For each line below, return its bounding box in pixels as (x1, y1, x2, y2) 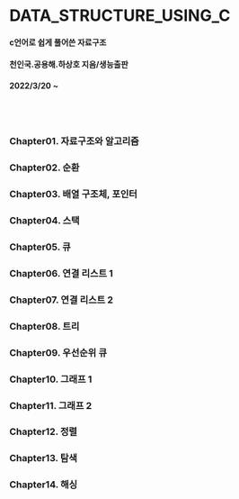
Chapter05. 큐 (9, 240, 72, 253)
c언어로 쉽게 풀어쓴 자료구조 (9, 37, 107, 48)
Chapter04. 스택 (9, 214, 80, 227)
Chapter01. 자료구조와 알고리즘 (9, 135, 139, 148)
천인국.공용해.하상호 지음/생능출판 (9, 59, 128, 70)
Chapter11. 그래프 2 (9, 399, 93, 412)
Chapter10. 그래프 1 (9, 373, 93, 386)
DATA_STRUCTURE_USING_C (9, 5, 231, 26)
